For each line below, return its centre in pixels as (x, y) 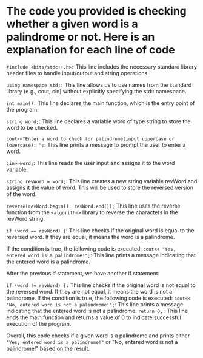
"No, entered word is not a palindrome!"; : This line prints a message (95, 304)
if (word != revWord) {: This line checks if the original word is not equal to (101, 285)
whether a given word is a (72, 24)
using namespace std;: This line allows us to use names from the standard (99, 85)
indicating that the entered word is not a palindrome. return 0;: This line (97, 311)
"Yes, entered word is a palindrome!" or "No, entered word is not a (92, 342)
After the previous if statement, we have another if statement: (83, 273)
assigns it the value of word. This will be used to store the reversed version (100, 187)
